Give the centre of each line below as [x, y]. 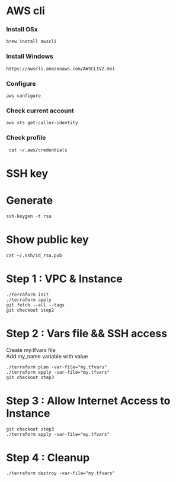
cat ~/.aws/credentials [38, 150]
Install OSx [22, 30]
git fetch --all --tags [36, 305]
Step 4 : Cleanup [48, 457]
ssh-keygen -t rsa [29, 216]
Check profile [26, 138]
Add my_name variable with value [47, 356]
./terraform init [28, 295]
